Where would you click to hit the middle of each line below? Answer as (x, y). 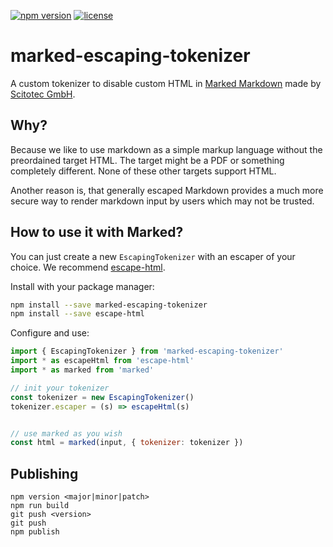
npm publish (35, 532)
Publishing (44, 473)
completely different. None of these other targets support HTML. (143, 171)
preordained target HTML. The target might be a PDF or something (147, 160)
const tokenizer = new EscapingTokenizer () (102, 397)
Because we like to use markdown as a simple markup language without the (166, 149)
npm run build (40, 506)
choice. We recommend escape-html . (88, 267)
